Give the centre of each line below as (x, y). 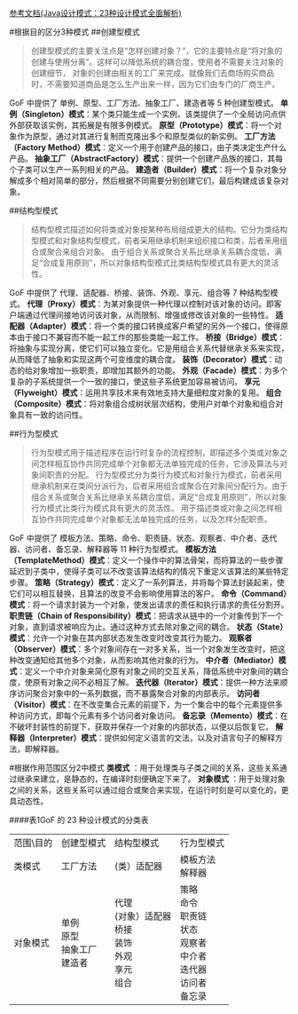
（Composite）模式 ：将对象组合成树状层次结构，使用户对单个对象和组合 (143, 404)
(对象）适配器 (143, 916)
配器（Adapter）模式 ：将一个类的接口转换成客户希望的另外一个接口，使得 (145, 326)
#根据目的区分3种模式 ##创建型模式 (74, 32)
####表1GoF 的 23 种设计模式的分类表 (79, 820)
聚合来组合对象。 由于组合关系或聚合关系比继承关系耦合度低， (161, 252)
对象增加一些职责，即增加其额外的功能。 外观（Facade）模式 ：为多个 (160, 370)
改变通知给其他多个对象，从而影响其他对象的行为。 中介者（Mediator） (148, 660)
